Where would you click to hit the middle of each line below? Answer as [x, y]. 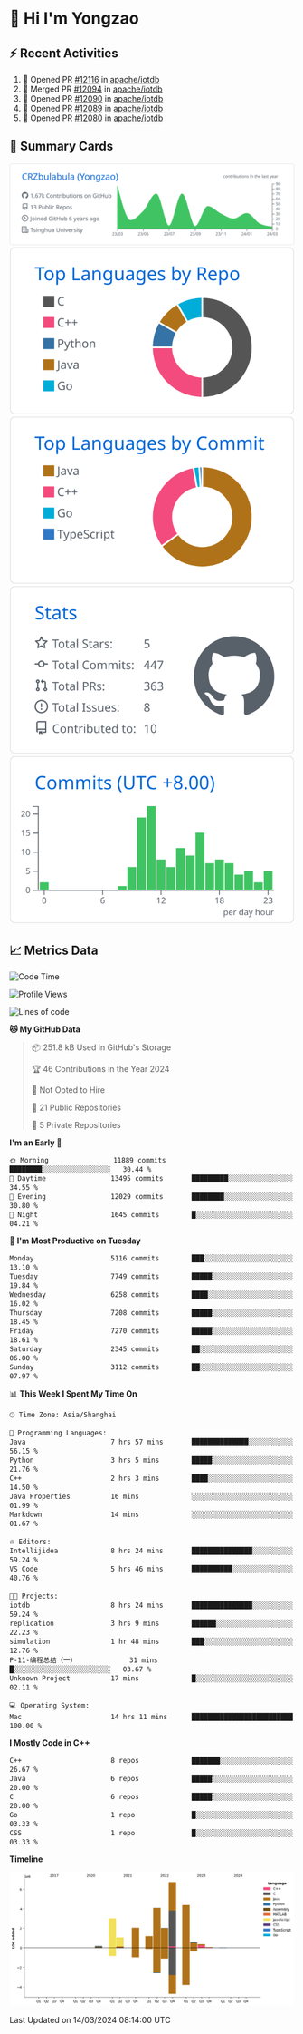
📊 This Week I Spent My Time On [73, 1394]
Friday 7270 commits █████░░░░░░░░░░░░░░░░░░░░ [151, 1331]
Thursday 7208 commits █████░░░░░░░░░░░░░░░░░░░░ [151, 1313]
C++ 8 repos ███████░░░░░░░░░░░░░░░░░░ [151, 1761]
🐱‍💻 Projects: [34, 1596]
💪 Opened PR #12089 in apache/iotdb [93, 108]
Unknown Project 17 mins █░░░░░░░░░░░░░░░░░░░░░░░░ [151, 1679]
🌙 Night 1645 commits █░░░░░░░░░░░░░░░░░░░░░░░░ [151, 1215]
